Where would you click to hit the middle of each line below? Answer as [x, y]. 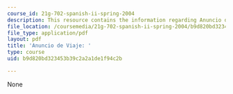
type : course [26, 53]
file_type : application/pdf [48, 33]
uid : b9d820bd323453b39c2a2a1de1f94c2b [65, 59]
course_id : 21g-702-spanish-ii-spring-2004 [71, 13]
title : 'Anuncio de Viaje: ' [49, 46]
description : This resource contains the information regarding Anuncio [114, 20]
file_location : [29, 26]
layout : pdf [24, 39]
